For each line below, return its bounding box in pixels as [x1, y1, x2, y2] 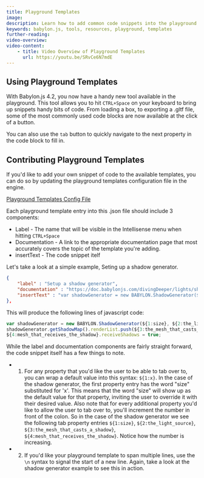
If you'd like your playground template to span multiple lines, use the [24, 452, 195, 459]
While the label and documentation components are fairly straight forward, [6, 343, 193, 350]
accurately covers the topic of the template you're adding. [15, 245, 161, 253]
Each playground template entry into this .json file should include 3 [6, 208, 173, 215]
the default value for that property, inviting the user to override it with [24, 393, 197, 401]
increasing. [24, 439, 53, 446]
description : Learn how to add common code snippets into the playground [6, 20, 197, 26]
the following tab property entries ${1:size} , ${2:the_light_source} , [24, 420, 196, 427]
